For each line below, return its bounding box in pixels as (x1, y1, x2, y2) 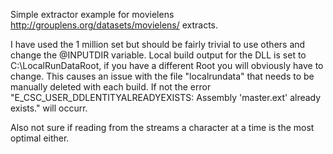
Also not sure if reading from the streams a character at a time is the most (10, 122, 315, 133)
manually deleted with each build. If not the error (10, 81, 212, 93)
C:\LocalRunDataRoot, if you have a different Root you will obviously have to (10, 60, 324, 71)
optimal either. (10, 132, 70, 144)
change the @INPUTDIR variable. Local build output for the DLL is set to (10, 49, 307, 61)
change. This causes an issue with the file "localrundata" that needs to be (10, 70, 315, 82)
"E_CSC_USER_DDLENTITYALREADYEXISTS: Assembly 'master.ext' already (10, 92, 322, 103)
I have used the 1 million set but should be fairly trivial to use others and (10, 39, 306, 50)
